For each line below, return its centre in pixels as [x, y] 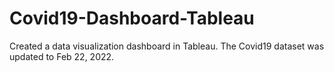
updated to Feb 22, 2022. [62, 56]
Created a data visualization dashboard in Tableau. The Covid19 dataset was [167, 46]
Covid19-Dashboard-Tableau [132, 18]
